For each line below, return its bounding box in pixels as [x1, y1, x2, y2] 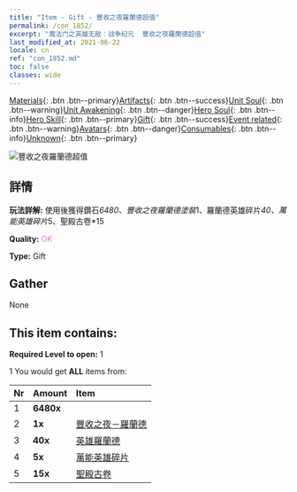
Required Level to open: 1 [9, 349, 103, 360]
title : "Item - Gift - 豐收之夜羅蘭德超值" [9, 12, 160, 22]
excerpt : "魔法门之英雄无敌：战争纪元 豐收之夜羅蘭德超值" [9, 29, 206, 38]
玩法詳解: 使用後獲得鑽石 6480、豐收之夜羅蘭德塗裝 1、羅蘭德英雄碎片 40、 [9, 205, 279, 215]
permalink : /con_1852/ [9, 21, 93, 30]
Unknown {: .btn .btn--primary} [26, 132, 138, 143]
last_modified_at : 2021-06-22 [9, 37, 121, 47]
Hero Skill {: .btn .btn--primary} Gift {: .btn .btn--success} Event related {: [26, 113, 283, 124]
